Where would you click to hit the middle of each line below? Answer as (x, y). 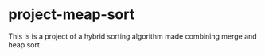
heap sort (24, 44)
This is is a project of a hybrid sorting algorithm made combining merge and (132, 36)
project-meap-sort (72, 15)
